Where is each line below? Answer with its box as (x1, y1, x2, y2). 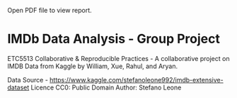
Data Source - (7, 75, 48, 84)
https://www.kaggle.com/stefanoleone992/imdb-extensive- (49, 75, 224, 84)
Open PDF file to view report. (7, 6, 92, 14)
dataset (7, 83, 30, 92)
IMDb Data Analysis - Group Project (7, 31, 221, 47)
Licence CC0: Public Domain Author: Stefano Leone (30, 83, 182, 92)
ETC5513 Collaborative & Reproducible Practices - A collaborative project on (7, 54, 230, 62)
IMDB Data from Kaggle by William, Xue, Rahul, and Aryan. (7, 62, 178, 70)
